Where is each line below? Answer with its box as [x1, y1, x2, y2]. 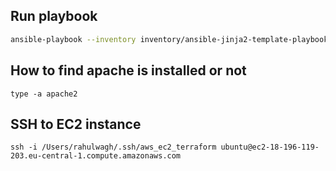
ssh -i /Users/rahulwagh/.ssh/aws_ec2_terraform [10, 142, 217, 153]
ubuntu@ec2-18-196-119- [220, 142, 320, 153]
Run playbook [10, 8, 98, 25]
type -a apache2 [10, 89, 78, 99]
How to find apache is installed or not [10, 62, 247, 79]
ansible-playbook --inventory [10, 34, 137, 44]
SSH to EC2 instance [10, 115, 142, 133]
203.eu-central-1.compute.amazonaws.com [10, 151, 182, 161]
